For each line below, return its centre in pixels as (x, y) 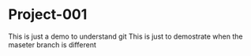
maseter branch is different (52, 44)
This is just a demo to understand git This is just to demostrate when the (126, 36)
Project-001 (48, 15)
